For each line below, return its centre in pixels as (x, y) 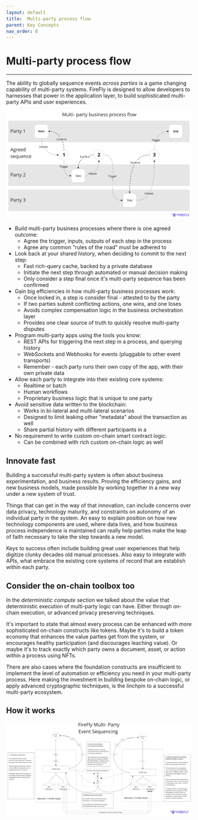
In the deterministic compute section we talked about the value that (88, 600)
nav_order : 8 (22, 31)
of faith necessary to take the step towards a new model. (75, 537)
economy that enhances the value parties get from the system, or (85, 637)
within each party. (28, 567)
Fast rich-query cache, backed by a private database (88, 266)
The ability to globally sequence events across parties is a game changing (96, 83)
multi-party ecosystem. (34, 692)
